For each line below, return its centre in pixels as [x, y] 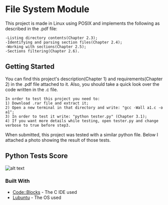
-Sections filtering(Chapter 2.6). [43, 51]
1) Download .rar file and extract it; [47, 103]
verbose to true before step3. [38, 125]
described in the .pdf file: [31, 28]
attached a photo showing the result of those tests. [58, 140]
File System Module [47, 9]
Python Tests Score [36, 156]
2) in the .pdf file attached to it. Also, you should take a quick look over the [82, 84]
